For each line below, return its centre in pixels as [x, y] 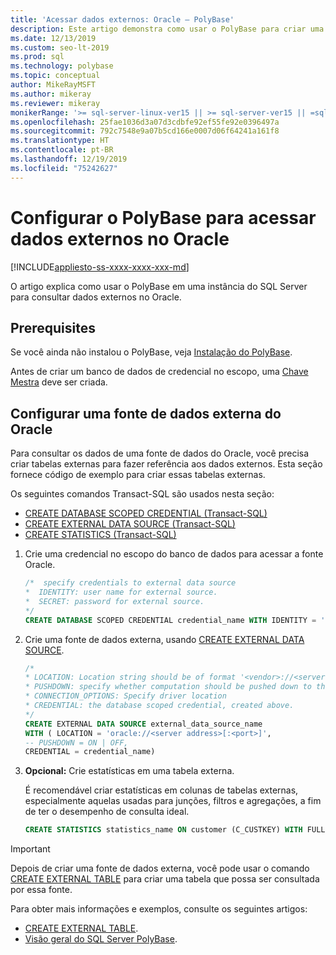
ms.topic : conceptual [55, 76]
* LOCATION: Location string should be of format [130, 677]
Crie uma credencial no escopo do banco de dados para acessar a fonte [174, 554]
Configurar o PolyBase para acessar [163, 217]
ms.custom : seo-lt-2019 [60, 47]
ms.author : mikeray [51, 94]
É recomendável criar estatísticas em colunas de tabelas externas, [161, 790]
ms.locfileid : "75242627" [64, 168]
